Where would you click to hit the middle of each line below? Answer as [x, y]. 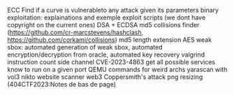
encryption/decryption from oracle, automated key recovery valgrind [106, 54]
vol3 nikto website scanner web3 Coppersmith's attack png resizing [105, 77]
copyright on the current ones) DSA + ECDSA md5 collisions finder [103, 25]
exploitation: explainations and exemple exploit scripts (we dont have [107, 17]
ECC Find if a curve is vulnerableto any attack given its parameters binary [113, 10]
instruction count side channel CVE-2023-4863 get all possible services [111, 62]
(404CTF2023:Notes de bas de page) [62, 84]
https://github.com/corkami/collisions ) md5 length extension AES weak [109, 40]
